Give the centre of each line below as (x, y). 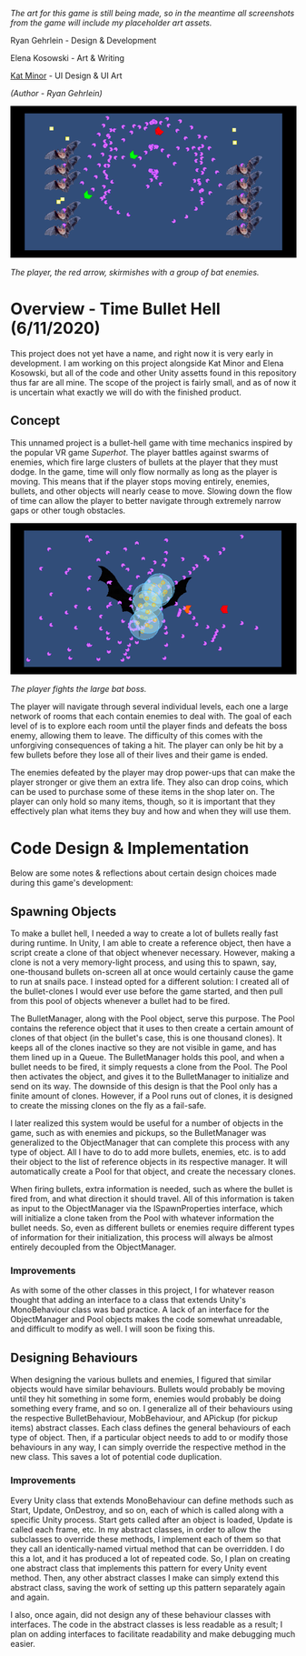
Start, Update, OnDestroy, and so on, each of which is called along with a (147, 1510)
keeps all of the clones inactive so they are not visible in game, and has (143, 1048)
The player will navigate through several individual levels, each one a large (149, 707)
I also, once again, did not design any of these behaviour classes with (141, 1614)
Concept (35, 421)
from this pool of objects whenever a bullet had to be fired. (120, 1001)
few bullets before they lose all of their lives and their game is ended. (139, 755)
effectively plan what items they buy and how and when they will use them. (151, 811)
